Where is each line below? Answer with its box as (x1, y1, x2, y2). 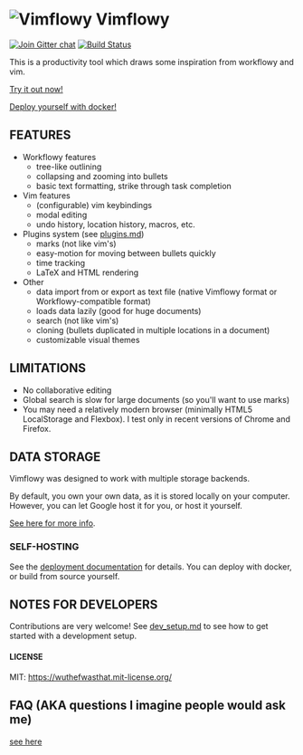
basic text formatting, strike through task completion (35, 180, 232, 191)
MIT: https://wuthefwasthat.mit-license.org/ (9, 671, 172, 683)
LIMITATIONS (9, 360, 87, 376)
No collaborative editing (22, 385, 112, 396)
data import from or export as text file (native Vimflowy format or (35, 286, 278, 297)
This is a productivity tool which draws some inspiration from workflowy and (9, 56, 294, 67)
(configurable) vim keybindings (35, 199, 152, 210)
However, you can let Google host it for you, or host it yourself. (9, 501, 242, 511)
